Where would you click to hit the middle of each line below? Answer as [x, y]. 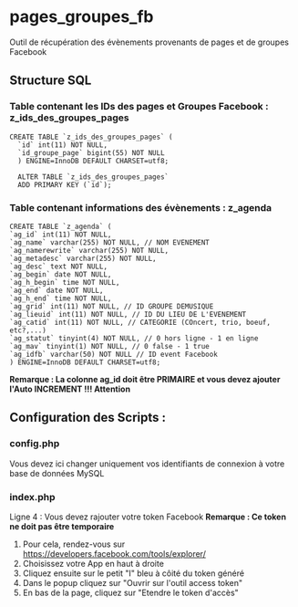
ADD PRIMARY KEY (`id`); [65, 184]
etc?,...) [28, 330]
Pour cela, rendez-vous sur [74, 544]
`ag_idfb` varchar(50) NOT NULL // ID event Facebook [114, 354]
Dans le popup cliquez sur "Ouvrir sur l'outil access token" [133, 582]
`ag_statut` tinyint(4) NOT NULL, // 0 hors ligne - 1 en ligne [134, 338]
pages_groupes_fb [82, 17]
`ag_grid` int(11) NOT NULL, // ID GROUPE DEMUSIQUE [112, 306]
